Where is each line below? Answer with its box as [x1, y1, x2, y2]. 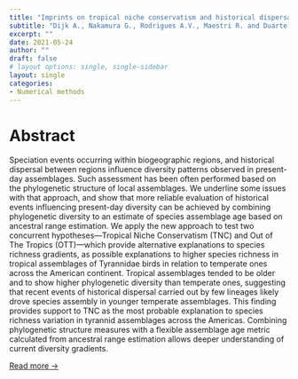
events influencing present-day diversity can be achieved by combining [9, 201, 271, 213]
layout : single [9, 71, 66, 80]
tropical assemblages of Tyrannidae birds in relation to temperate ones [9, 258, 268, 269]
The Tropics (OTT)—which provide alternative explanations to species [9, 240, 265, 250]
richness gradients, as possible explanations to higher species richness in [9, 249, 279, 260]
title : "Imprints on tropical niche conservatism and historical [9, 12, 255, 22]
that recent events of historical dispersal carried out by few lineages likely [9, 287, 279, 297]
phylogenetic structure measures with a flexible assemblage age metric [9, 325, 271, 336]
